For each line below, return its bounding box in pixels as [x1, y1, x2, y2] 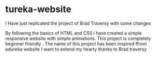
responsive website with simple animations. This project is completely [5, 35, 151, 41]
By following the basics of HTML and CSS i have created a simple [5, 30, 142, 36]
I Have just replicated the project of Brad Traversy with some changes [5, 20, 151, 26]
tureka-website [5, 4, 72, 15]
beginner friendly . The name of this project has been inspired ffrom [5, 40, 147, 46]
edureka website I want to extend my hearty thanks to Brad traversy [5, 46, 147, 52]
